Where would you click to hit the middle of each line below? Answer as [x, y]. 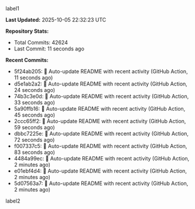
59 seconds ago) [34, 127]
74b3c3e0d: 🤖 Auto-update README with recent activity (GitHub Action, [101, 96]
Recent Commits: [27, 60]
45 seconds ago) [34, 115]
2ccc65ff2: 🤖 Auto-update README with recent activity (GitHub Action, [100, 121]
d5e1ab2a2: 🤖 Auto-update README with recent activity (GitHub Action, [101, 84]
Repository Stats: [27, 31]
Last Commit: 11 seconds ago [49, 49]
